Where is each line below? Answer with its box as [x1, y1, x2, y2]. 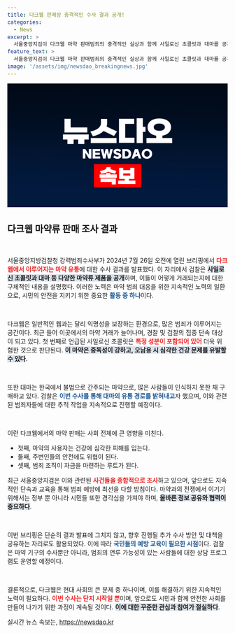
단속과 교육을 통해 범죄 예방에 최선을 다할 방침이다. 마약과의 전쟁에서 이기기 [20, 485, 226, 493]
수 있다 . [7, 355, 28, 363]
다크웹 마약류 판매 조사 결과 [7, 222, 117, 234]
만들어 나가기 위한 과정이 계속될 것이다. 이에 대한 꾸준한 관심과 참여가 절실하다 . [7, 603, 220, 611]
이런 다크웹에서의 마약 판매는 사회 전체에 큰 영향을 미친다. [7, 429, 164, 437]
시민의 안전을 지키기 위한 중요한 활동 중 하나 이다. [22, 291, 154, 300]
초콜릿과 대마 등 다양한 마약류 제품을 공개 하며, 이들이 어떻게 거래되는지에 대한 [14, 273, 224, 283]
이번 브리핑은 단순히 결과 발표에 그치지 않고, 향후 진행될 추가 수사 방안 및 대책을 [7, 531, 224, 539]
